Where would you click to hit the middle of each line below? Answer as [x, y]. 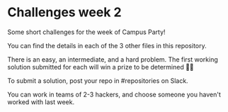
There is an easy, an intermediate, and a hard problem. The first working [113, 59]
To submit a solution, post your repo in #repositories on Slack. [98, 80]
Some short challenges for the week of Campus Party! [86, 32]
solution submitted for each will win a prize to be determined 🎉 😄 [101, 67]
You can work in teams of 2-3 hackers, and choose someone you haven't [114, 94]
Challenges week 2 [64, 12]
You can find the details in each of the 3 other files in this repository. [107, 45]
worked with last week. [41, 102]
